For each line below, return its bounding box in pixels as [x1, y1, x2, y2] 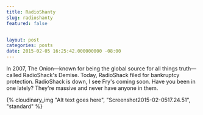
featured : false [6, 20, 48, 26]
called [6, 72, 22, 78]
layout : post [6, 37, 40, 43]
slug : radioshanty [6, 15, 53, 21]
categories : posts [6, 42, 53, 49]
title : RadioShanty [6, 9, 56, 15]
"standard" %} [6, 103, 43, 110]
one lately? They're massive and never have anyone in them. [6, 84, 158, 92]
